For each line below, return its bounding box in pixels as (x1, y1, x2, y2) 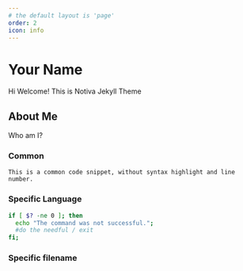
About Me (8, 109, 58, 123)
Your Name (8, 60, 83, 78)
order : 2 (8, 19, 37, 27)
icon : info (8, 26, 44, 34)
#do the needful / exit (15, 227, 93, 235)
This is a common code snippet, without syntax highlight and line (8, 168, 236, 177)
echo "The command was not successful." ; (15, 219, 154, 227)
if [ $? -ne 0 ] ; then (8, 212, 83, 219)
